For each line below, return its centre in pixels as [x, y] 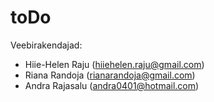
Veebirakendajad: [46, 45]
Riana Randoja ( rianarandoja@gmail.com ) [110, 75]
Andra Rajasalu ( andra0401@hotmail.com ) [112, 85]
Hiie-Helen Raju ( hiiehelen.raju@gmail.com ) [114, 64]
